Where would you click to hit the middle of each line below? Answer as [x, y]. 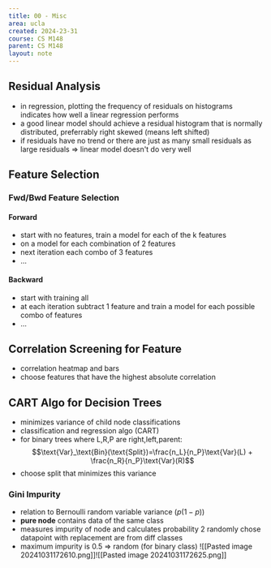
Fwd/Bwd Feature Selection [64, 198]
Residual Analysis [55, 86]
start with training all [54, 298]
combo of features [51, 315]
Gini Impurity [34, 494]
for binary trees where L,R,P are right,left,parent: [101, 440]
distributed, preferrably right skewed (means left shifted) [115, 131]
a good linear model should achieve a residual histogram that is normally [141, 123]
